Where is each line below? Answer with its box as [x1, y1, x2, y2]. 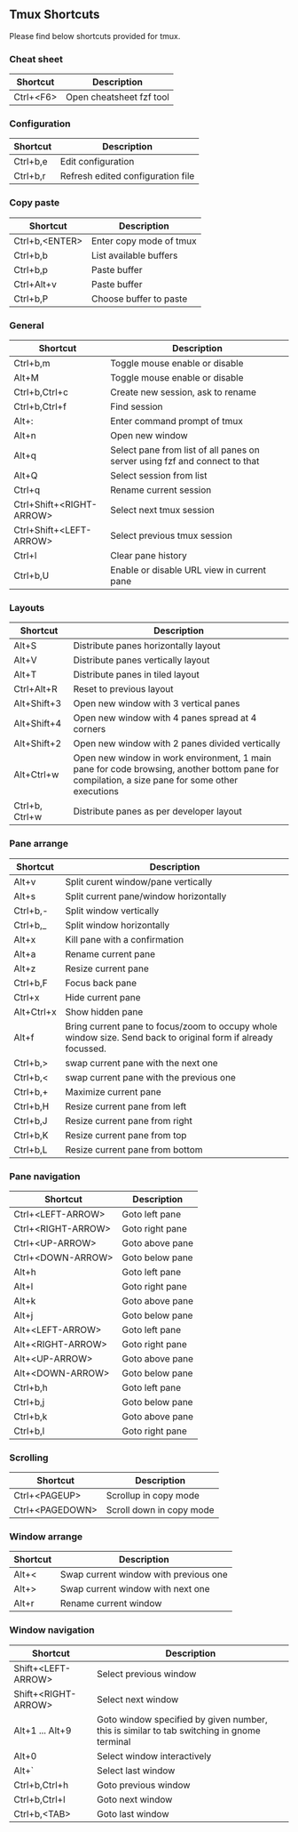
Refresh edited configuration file [60, 170, 195, 182]
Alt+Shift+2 [13, 737, 62, 750]
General [9, 319, 44, 332]
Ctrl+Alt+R [13, 683, 58, 695]
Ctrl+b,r [13, 170, 46, 182]
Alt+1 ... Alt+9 [13, 1724, 72, 1737]
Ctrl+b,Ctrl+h [13, 1779, 69, 1791]
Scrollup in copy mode [106, 1490, 200, 1502]
